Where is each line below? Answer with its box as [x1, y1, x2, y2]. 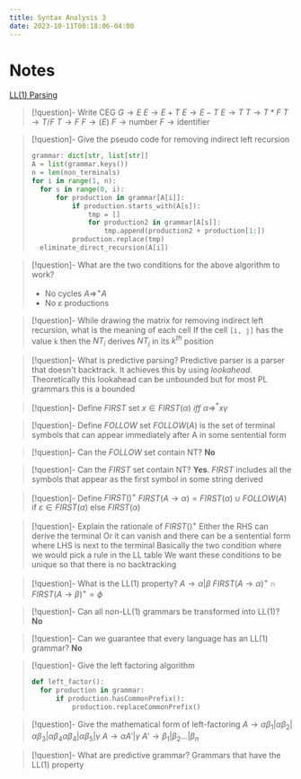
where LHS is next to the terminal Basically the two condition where [31, 540, 282, 551]
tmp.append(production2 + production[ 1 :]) [103, 226, 266, 236]
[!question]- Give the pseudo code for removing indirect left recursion [31, 134, 290, 144]
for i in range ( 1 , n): [31, 177, 117, 186]
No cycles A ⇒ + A [44, 286, 108, 299]
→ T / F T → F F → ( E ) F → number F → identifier [31, 117, 210, 127]
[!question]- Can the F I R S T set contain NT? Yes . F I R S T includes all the [31, 464, 292, 475]
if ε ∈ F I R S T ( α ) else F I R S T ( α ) [31, 502, 141, 512]
